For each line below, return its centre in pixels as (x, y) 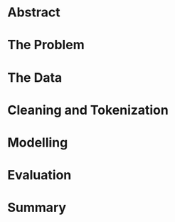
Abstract (34, 12)
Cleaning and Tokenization (88, 110)
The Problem (46, 45)
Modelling (38, 142)
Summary (37, 208)
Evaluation (39, 175)
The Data (35, 77)
